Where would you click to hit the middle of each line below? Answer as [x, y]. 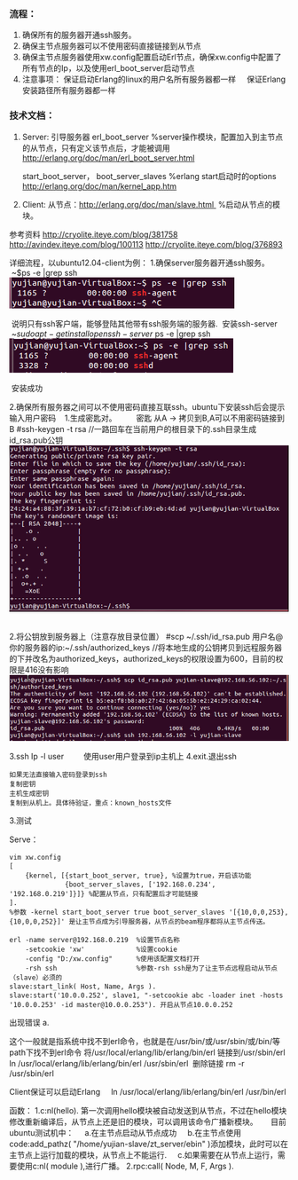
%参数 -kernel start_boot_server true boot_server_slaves [117, 912]
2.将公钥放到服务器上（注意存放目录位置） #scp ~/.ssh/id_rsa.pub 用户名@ [146, 636]
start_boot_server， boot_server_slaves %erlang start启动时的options [149, 176]
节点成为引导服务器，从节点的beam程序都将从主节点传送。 [179, 921]
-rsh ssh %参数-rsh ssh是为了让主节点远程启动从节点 [151, 968]
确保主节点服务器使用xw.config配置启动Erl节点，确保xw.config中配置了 [152, 57]
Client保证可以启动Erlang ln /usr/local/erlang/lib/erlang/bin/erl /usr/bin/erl [148, 1091]
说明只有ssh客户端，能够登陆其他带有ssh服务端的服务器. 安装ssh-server [144, 323]
